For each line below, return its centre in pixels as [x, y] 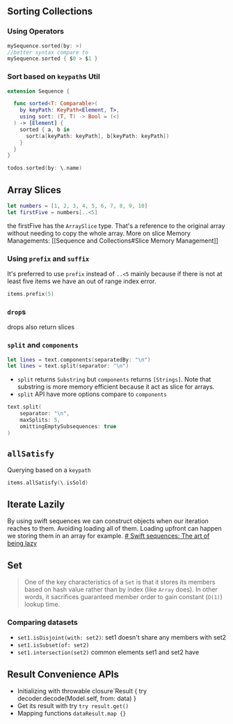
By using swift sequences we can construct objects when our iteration [108, 521]
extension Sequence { [39, 91]
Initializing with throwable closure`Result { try [82, 691]
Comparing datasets [42, 622]
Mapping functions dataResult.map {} [72, 714]
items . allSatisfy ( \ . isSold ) [48, 483]
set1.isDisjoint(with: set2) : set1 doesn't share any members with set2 [122, 638]
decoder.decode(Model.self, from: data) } [77, 699]
